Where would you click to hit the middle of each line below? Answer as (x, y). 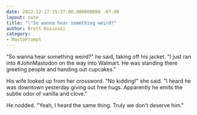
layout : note (23, 17)
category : (19, 34)
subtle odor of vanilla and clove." (47, 94)
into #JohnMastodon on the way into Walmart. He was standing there (92, 63)
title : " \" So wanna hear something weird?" (62, 23)
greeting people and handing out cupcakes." (61, 69)
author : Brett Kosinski (36, 28)
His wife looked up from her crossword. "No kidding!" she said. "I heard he (98, 81)
